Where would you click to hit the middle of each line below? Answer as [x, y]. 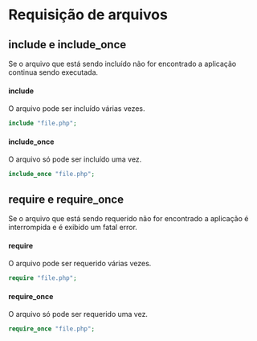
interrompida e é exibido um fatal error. [73, 227]
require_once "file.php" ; [51, 329]
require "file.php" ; [43, 278]
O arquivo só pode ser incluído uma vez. [75, 159]
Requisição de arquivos [88, 15]
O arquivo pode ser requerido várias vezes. [80, 264]
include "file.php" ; [43, 123]
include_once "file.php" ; [51, 175]
